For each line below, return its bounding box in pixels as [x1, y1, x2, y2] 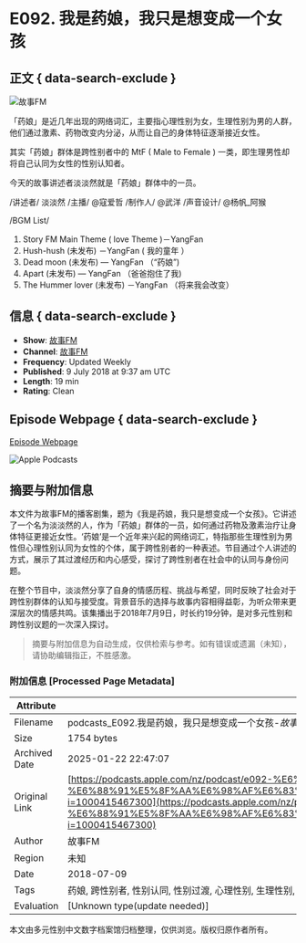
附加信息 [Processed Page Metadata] [9, 675, 175, 687]
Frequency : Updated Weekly [22, 356, 132, 367]
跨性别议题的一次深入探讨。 [9, 619, 114, 630]
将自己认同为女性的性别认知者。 [9, 158, 129, 169]
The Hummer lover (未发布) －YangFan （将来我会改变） [22, 279, 234, 290]
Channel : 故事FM [22, 346, 88, 357]
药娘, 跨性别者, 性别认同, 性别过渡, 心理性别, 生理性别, [67, 884, 296, 896]
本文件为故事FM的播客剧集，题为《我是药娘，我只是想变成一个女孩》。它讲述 [9, 508, 297, 519]
